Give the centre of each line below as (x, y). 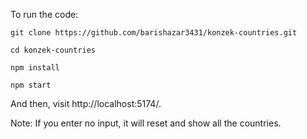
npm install (35, 68)
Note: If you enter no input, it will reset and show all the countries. (146, 123)
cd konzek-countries (53, 50)
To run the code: (44, 14)
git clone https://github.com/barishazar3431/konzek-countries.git (154, 33)
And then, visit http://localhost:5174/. (86, 103)
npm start (31, 85)
